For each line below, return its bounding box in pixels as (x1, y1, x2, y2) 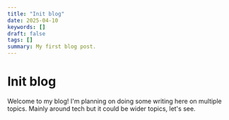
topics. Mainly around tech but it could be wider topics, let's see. (7, 104, 196, 113)
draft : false (7, 30, 46, 37)
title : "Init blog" (7, 10, 65, 18)
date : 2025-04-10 (7, 17, 59, 24)
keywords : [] (7, 23, 46, 30)
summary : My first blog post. (7, 43, 97, 50)
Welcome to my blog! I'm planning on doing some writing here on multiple (7, 97, 222, 105)
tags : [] (7, 37, 33, 44)
